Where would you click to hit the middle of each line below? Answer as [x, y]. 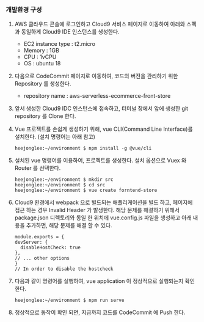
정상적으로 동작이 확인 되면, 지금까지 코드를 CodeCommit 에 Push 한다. [100, 312]
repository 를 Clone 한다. [45, 116]
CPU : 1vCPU [40, 57]
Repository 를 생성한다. [43, 84]
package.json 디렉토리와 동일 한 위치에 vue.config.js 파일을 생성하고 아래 [103, 218]
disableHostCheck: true [50, 248]
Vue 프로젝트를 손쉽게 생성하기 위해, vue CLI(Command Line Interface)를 [104, 129]
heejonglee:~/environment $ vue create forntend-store [86, 191]
